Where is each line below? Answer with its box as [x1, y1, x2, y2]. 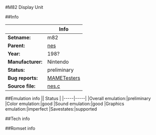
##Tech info [5, 116, 30, 122]
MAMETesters [47, 75, 81, 81]
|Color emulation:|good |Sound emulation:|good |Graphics [5, 101, 125, 107]
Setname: [7, 34, 31, 41]
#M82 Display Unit [5, 4, 43, 10]
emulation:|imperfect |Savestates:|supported [5, 106, 97, 112]
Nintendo [47, 58, 69, 65]
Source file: [7, 83, 36, 89]
